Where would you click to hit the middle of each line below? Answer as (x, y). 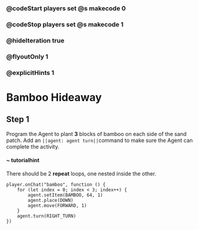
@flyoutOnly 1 (27, 56)
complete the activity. (33, 146)
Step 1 (18, 119)
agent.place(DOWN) (51, 200)
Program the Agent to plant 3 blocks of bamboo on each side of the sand (97, 134)
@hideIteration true (35, 40)
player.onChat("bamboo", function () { (56, 184)
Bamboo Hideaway (54, 97)
